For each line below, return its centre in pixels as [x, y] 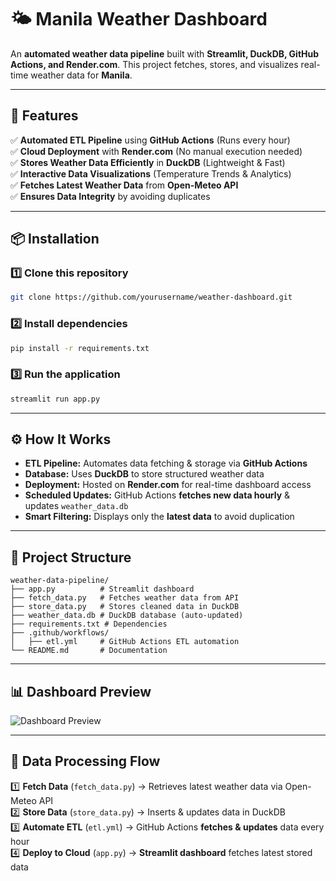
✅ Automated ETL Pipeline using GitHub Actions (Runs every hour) [150, 140]
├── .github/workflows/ [60, 633]
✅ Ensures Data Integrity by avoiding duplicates [110, 196]
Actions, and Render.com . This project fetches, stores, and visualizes [154, 64]
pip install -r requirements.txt [80, 348]
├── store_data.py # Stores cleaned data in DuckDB [125, 607]
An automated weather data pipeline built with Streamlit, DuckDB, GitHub [165, 53]
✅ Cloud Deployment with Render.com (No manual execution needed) [156, 151]
